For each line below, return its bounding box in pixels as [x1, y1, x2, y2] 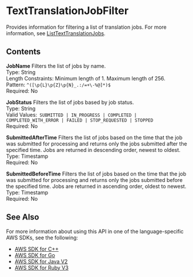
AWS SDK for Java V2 [14, 258, 68, 265]
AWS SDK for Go [14, 251, 56, 259]
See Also [6, 212, 39, 222]
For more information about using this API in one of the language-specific [6, 228, 184, 235]
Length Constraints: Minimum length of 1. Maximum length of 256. [6, 75, 166, 82]
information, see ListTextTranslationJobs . [6, 29, 106, 36]
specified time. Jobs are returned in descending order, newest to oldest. [6, 146, 181, 153]
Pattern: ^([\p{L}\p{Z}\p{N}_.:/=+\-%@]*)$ [6, 81, 111, 88]
